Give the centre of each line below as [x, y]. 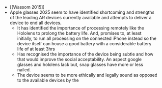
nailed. [24, 70]
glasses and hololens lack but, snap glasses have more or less [80, 64]
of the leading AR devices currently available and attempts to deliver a [81, 17]
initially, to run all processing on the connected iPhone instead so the [87, 38]
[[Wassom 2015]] [27, 7]
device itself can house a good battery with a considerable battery [84, 44]
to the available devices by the [48, 80]
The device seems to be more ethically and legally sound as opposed [87, 75]
